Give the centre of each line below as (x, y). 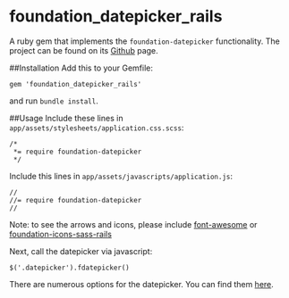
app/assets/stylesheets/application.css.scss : (97, 128)
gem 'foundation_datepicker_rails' (76, 84)
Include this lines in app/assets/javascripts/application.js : (121, 176)
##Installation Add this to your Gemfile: (81, 68)
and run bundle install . (54, 101)
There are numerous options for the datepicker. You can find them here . (142, 284)
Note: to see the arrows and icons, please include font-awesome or (133, 224)
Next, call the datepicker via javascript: (81, 251)
